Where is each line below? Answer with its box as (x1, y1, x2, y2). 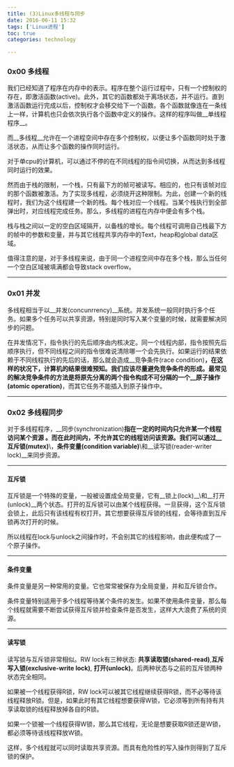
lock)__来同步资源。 (7, 451, 64, 460)
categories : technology (7, 36, 77, 43)
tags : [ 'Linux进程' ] (7, 23, 65, 30)
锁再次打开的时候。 (7, 518, 63, 526)
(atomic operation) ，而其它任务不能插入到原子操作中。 (7, 381, 166, 390)
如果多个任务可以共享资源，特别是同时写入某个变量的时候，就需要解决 (19, 314, 221, 323)
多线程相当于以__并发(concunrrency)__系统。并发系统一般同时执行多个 (7, 305, 210, 314)
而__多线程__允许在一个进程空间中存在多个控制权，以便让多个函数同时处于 (7, 133, 220, 142)
